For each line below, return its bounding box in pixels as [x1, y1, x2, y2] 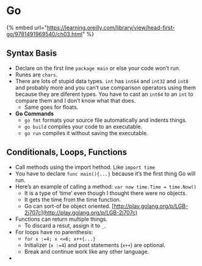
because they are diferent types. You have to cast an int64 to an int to [15, 90, 193, 98]
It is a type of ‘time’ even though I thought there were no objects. [24, 189, 187, 196]
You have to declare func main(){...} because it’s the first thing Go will [15, 169, 196, 177]
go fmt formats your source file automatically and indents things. [24, 116, 187, 124]
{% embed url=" [6, 24, 48, 31]
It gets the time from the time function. [24, 196, 121, 203]
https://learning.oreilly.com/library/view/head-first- [46, 24, 175, 31]
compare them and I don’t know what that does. [15, 97, 136, 104]
